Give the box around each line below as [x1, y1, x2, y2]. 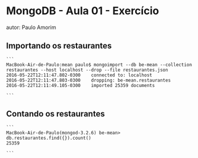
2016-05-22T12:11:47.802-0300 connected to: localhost [6, 72, 152, 78]
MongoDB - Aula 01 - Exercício [6, 4, 159, 18]
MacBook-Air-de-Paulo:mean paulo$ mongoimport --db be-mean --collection [6, 62, 193, 67]
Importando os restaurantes [6, 41, 112, 51]
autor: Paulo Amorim [6, 24, 56, 31]
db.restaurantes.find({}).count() [6, 135, 92, 141]
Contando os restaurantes [6, 109, 105, 119]
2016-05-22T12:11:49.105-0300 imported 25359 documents [6, 82, 155, 88]
